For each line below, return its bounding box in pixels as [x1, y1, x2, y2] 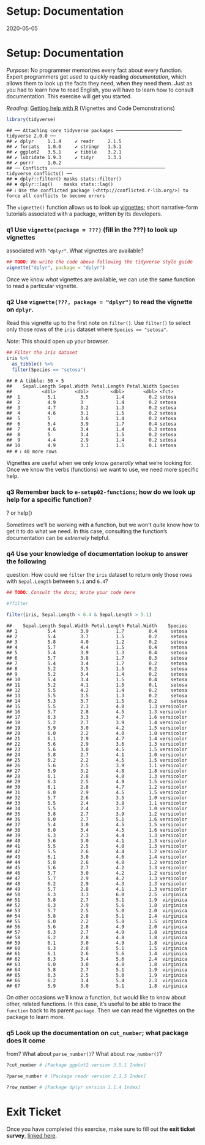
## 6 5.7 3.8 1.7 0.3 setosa [6, 655, 188, 661]
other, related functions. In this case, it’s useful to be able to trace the [6, 1000, 181, 1007]
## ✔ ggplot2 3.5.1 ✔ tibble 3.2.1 [6, 149, 122, 155]
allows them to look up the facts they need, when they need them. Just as [6, 79, 193, 87]
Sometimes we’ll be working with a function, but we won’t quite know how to [6, 521, 199, 528]
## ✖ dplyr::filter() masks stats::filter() [6, 176, 122, 182]
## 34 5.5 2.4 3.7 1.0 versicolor [6, 805, 188, 811]
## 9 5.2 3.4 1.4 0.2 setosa [6, 671, 188, 677]
